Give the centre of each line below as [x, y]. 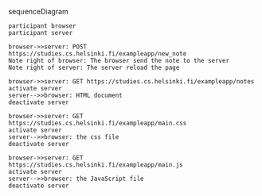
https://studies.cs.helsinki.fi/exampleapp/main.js [96, 165]
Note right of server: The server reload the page [94, 67]
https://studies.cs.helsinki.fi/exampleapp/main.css [98, 123]
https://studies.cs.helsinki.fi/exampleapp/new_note [98, 54]
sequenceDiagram [39, 12]
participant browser [43, 26]
